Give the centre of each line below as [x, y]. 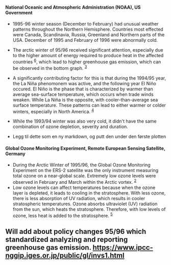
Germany [15, 154]
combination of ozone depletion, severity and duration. [70, 127]
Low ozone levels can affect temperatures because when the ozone [84, 188]
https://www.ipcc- [123, 248]
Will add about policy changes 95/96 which [76, 232]
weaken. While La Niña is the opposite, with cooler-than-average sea [85, 100]
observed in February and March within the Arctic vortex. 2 [75, 182]
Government [19, 12]
